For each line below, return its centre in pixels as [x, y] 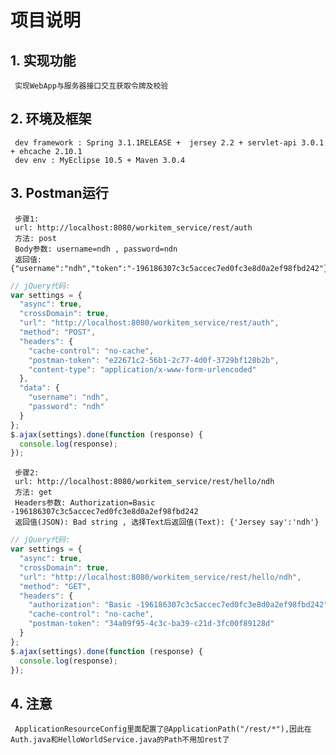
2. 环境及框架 [51, 119]
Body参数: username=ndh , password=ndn [96, 249]
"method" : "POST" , [58, 332]
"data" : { [39, 388]
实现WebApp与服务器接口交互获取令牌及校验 [91, 86]
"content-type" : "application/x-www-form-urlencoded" [142, 369]
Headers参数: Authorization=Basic [85, 503]
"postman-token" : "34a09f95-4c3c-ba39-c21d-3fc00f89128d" [151, 624]
